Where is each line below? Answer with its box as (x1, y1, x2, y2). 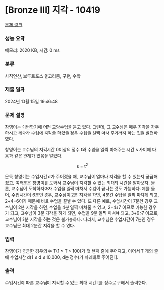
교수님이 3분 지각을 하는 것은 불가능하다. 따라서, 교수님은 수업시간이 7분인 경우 (5, 216, 155, 222)
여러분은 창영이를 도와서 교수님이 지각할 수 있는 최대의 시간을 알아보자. (15, 180, 150, 185)
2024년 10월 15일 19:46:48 (5, 98, 58, 104)
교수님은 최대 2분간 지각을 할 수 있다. (5, 222, 76, 228)
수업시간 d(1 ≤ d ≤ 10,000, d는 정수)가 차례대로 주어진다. (10, 254, 119, 260)
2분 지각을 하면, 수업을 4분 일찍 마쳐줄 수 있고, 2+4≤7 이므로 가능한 (18, 204, 148, 210)
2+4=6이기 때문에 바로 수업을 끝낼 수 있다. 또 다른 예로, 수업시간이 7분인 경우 (5, 198, 153, 204)
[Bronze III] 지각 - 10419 (5, 4, 100, 16)
